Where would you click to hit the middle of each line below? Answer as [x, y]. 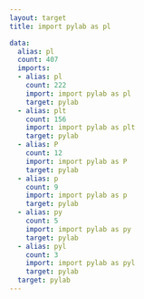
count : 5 [42, 221]
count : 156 [46, 119]
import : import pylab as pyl [81, 263]
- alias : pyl [42, 246]
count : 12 [44, 153]
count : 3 [42, 255]
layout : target [38, 18]
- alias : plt [42, 110]
